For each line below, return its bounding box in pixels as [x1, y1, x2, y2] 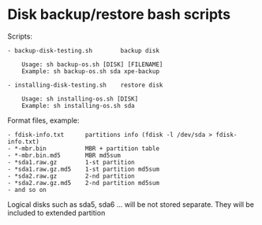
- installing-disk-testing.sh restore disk [7, 81, 163, 89]
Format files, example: [7, 116, 80, 125]
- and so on [7, 186, 47, 194]
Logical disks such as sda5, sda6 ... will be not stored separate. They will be [7, 199, 254, 209]
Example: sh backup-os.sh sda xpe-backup [21, 67, 159, 76]
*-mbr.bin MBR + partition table [14, 144, 159, 153]
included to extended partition [7, 208, 106, 217]
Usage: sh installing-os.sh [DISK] [21, 94, 139, 103]
